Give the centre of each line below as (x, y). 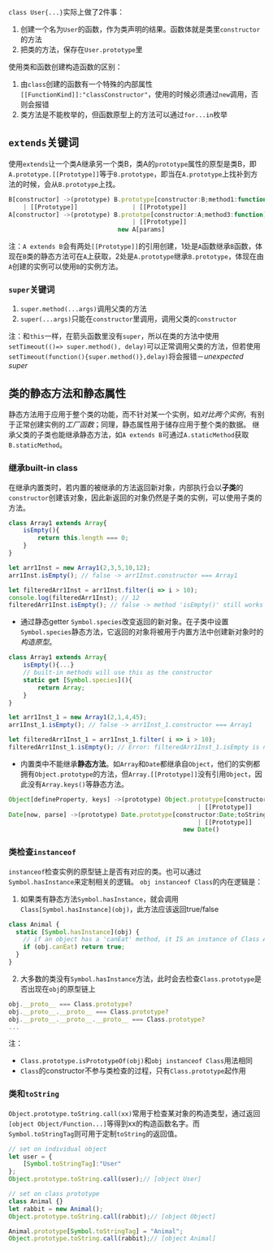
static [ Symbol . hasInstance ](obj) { (78, 932)
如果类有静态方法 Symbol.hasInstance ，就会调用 (99, 899)
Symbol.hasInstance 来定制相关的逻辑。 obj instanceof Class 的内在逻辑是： (135, 881)
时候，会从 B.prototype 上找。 (71, 184)
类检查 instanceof (42, 852)
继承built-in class (43, 468)
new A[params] (141, 230)
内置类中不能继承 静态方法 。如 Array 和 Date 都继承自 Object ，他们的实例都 (140, 763)
